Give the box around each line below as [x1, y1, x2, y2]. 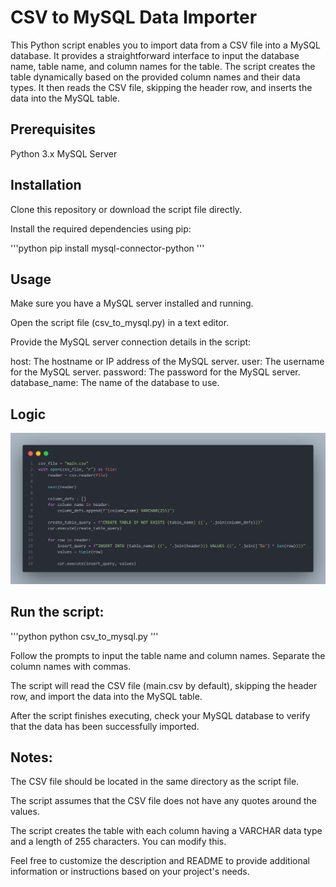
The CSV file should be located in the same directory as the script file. [10, 776, 300, 788]
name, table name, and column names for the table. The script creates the [10, 60, 316, 72]
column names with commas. [10, 660, 132, 672]
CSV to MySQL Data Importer [10, 6, 258, 29]
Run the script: [10, 604, 105, 621]
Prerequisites [10, 121, 96, 138]
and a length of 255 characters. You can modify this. [10, 836, 227, 848]
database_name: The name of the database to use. [10, 377, 220, 389]
